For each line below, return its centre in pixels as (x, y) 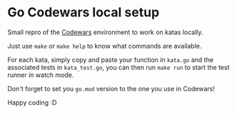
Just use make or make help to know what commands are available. (105, 46)
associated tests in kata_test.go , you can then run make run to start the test (118, 67)
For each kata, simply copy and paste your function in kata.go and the (111, 59)
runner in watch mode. (41, 75)
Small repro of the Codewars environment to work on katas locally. (105, 32)
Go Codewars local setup (84, 12)
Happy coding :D (32, 102)
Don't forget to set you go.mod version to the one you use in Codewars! (111, 88)
